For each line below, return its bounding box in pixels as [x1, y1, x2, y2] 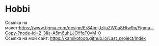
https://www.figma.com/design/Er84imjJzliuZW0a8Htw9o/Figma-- [19, 24, 155, 30]
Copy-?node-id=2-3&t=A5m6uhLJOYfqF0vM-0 [5, 30, 101, 36]
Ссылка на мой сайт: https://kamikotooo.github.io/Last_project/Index [5, 35, 146, 41]
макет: [5, 24, 19, 30]
